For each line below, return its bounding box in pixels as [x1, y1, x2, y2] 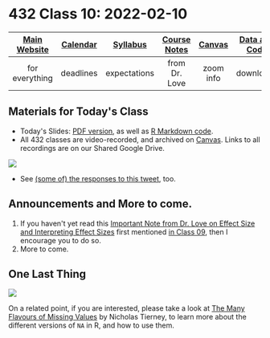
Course [162, 34, 191, 45]
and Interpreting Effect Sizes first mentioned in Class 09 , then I [19, 226, 228, 237]
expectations [105, 67, 155, 79]
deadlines [60, 67, 98, 79]
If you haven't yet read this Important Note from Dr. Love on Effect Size [19, 218, 256, 228]
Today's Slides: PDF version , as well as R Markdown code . [19, 126, 214, 136]
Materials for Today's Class [8, 105, 149, 119]
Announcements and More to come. [8, 198, 193, 211]
